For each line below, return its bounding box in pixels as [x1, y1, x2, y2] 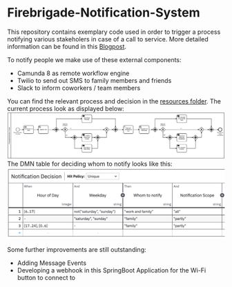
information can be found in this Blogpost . [7, 42, 126, 50]
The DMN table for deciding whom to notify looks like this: [7, 159, 173, 168]
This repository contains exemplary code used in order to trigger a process [7, 28, 221, 36]
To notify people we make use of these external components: [7, 55, 182, 63]
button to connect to [17, 273, 76, 281]
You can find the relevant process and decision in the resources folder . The [7, 97, 222, 105]
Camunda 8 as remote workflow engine [17, 69, 130, 77]
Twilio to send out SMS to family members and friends [17, 76, 172, 84]
